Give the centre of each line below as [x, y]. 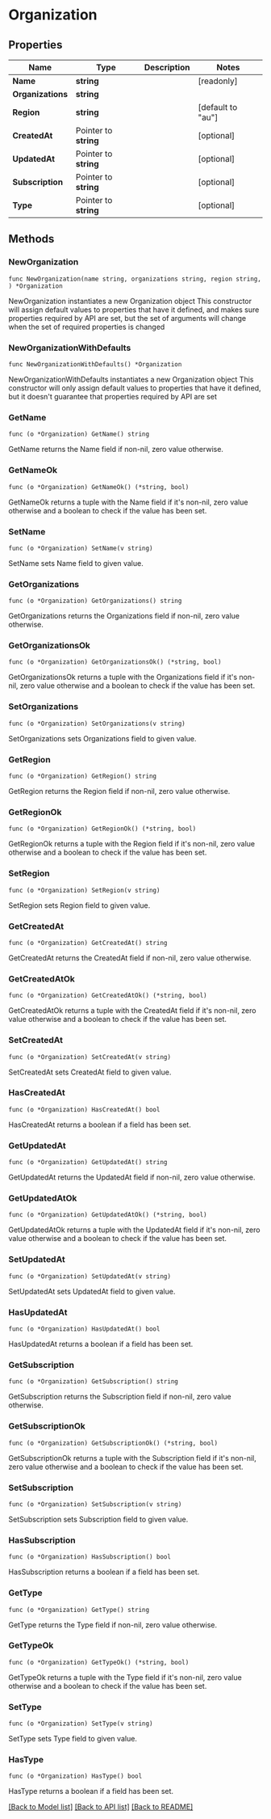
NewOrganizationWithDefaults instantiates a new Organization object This [131, 379]
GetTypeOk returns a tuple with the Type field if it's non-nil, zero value [125, 1677]
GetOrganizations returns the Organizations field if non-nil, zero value [124, 616]
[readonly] [217, 81]
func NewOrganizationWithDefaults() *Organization [95, 364]
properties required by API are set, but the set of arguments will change [127, 318]
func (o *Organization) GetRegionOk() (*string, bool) [102, 829]
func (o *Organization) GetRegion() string [83, 777]
